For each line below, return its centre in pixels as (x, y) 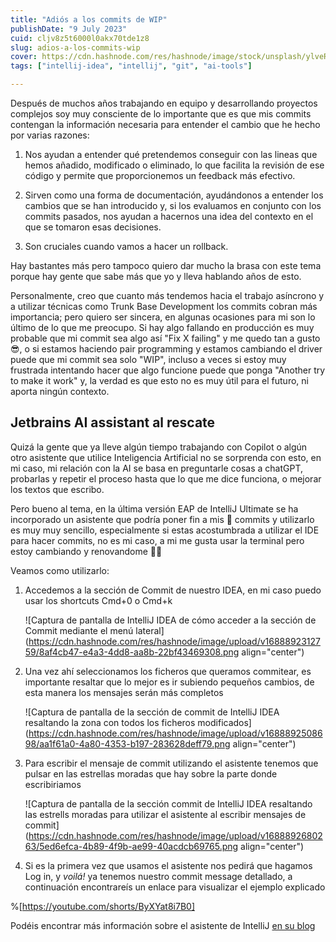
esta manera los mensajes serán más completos (124, 692)
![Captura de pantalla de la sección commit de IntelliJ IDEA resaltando (168, 803)
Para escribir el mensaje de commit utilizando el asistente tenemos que (171, 763)
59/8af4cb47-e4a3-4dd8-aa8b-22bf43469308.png (132, 652)
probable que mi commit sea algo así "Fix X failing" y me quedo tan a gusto (165, 338)
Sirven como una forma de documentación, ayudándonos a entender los (174, 195)
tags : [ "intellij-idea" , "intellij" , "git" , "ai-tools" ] (131, 66)
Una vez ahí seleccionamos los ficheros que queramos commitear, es (168, 671)
